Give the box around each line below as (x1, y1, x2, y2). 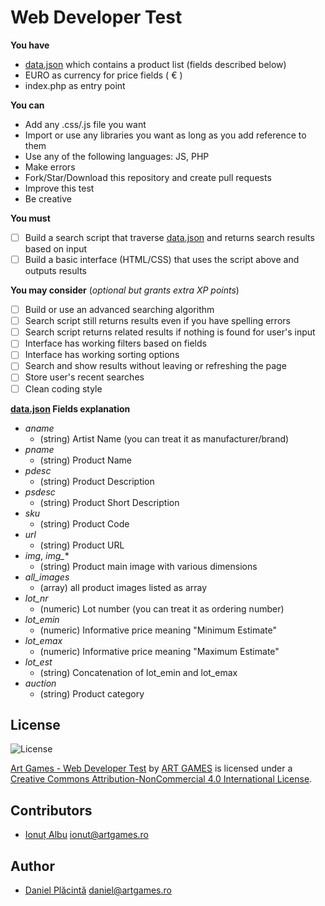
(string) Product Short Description (39, 496, 180, 508)
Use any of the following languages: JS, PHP (24, 150, 210, 162)
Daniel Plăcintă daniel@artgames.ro (24, 884, 172, 896)
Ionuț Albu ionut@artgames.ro (24, 829, 149, 841)
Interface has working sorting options (24, 349, 180, 361)
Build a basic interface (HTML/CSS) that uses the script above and (24, 254, 300, 265)
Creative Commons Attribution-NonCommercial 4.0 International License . (10, 773, 313, 785)
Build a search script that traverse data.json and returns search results (24, 231, 315, 243)
